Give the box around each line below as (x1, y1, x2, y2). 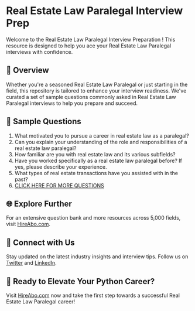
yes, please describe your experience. (14, 163, 107, 170)
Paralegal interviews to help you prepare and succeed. (6, 100, 138, 107)
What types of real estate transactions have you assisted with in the (14, 169, 179, 176)
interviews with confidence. (6, 48, 73, 55)
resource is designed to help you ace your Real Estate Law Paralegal (6, 42, 172, 49)
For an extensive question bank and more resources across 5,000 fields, (6, 214, 181, 221)
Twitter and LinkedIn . (6, 259, 57, 266)
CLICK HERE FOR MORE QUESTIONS (14, 182, 104, 189)
